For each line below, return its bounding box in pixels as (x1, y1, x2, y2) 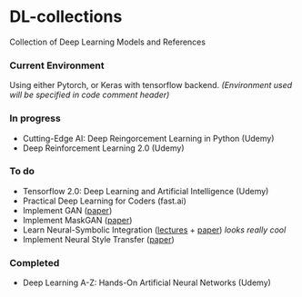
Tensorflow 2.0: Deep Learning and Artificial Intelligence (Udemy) (22, 185, 269, 196)
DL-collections (9, 6, 123, 27)
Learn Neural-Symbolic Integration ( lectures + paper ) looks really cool (22, 224, 287, 235)
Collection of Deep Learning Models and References (9, 36, 206, 47)
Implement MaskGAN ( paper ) (22, 214, 133, 225)
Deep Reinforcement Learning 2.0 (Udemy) (22, 143, 185, 153)
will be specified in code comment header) (9, 89, 170, 101)
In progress (9, 112, 61, 124)
